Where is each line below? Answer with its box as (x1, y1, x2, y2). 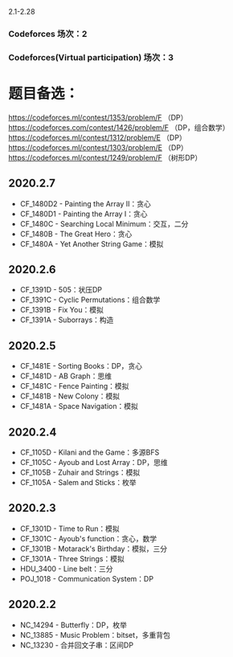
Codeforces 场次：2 (8, 28, 88, 39)
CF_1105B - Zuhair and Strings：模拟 (19, 467, 141, 477)
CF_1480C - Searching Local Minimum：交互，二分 (19, 218, 189, 228)
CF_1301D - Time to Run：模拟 (19, 524, 121, 533)
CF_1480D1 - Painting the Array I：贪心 (19, 209, 148, 218)
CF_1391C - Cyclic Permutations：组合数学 (19, 295, 161, 304)
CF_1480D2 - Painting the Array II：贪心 (19, 198, 151, 208)
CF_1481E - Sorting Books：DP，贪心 (19, 361, 143, 371)
